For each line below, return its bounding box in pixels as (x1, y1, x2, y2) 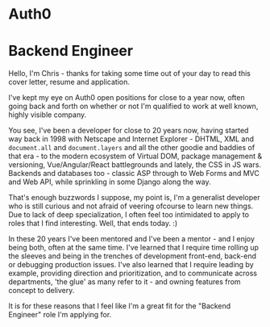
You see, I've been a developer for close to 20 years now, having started (8, 126, 249, 136)
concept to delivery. (8, 286, 75, 296)
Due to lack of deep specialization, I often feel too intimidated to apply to (8, 210, 250, 220)
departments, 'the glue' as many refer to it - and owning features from (8, 277, 241, 287)
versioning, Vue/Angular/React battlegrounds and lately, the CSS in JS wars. (8, 160, 262, 170)
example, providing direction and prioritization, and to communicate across (8, 268, 258, 279)
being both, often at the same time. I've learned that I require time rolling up (8, 243, 260, 253)
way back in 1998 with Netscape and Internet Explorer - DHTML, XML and (8, 134, 254, 144)
